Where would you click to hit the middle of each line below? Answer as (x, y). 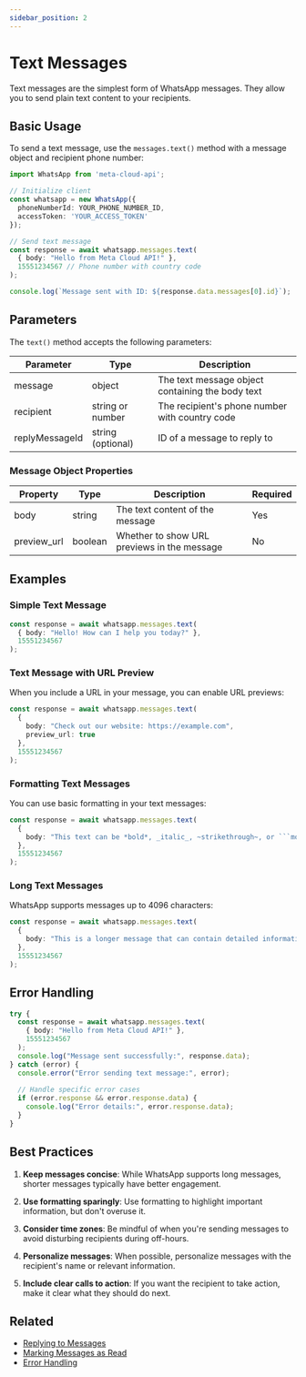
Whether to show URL (163, 535)
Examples (38, 579)
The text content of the (165, 509)
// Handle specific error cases (79, 1090)
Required (272, 494)
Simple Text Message (58, 605)
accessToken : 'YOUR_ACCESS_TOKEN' (83, 216)
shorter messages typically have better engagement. (122, 1183)
